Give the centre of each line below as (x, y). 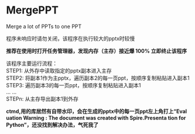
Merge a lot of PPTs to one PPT (44, 26)
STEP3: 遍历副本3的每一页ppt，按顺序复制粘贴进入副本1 (73, 85)
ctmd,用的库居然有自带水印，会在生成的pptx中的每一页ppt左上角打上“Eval (97, 111)
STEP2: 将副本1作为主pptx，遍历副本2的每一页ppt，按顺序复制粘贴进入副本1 (98, 78)
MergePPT (32, 10)
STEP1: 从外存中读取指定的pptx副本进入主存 (59, 70)
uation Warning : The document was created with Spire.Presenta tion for (96, 118)
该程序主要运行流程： (32, 63)
